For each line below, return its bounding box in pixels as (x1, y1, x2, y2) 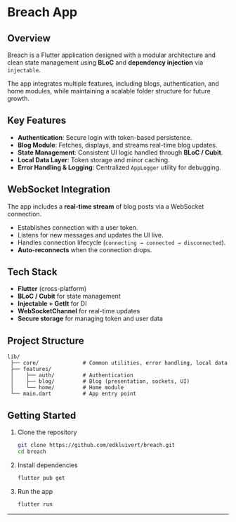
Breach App (7, 4, 78, 20)
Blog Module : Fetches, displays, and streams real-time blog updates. (17, 141, 218, 149)
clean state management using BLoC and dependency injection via (7, 58, 204, 67)
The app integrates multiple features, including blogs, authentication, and (7, 79, 219, 88)
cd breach (17, 448, 47, 455)
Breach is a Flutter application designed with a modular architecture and (7, 51, 216, 59)
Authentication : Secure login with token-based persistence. (17, 133, 192, 141)
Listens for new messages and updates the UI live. (17, 230, 164, 239)
